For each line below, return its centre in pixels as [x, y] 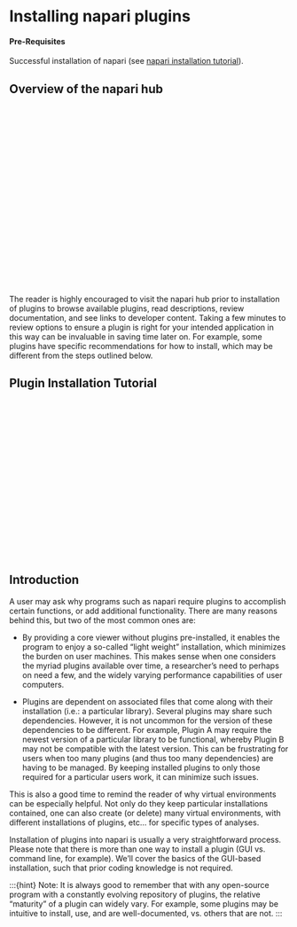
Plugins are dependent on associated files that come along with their [147, 701]
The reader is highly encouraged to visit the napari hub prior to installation [145, 299]
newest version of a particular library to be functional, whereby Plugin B [153, 739]
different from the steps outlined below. [81, 355]
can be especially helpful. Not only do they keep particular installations [139, 803]
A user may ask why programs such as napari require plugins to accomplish [148, 601]
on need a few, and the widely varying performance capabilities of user [152, 674]
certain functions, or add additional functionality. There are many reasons [143, 611]
